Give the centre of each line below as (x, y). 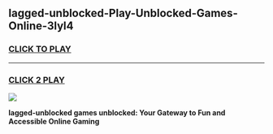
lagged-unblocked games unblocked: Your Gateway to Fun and (117, 112)
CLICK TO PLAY (40, 50)
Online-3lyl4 (41, 26)
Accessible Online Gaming (54, 121)
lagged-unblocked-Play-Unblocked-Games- (123, 13)
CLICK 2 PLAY (37, 80)
